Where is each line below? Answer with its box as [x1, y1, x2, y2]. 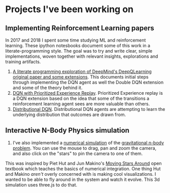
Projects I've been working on [5, 4, 133, 15]
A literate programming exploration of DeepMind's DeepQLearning [12, 68, 152, 74]
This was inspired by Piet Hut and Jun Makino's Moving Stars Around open [5, 160, 162, 166]
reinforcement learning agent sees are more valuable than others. [12, 101, 150, 107]
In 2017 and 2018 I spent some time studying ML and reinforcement [5, 37, 146, 43]
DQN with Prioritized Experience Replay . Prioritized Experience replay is [12, 90, 163, 96]
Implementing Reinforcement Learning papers [5, 24, 155, 32]
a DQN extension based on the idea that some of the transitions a [12, 95, 150, 101]
